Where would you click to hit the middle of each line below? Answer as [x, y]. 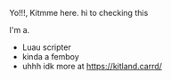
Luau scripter [46, 47]
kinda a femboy [51, 56]
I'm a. [20, 30]
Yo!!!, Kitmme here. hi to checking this [79, 13]
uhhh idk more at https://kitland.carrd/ [92, 66]
